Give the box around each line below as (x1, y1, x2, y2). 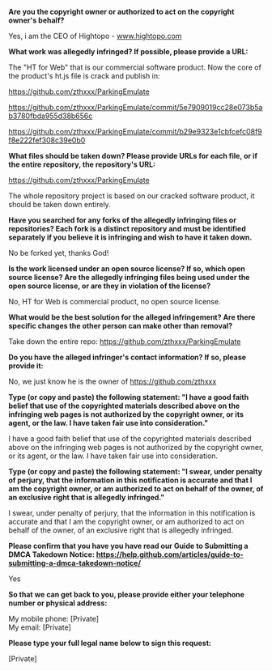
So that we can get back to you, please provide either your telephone (8, 590, 245, 599)
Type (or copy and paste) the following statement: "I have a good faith (8, 393, 249, 401)
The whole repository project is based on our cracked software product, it (8, 191, 255, 201)
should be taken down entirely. (8, 200, 111, 209)
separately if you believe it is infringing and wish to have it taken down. (8, 232, 253, 242)
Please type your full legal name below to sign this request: (8, 639, 212, 648)
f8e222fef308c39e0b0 (8, 135, 86, 145)
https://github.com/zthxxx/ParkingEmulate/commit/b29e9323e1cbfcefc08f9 (8, 127, 263, 136)
